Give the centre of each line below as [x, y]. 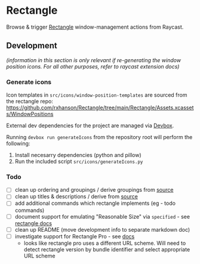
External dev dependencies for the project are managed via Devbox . [90, 125]
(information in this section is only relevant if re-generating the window [93, 60]
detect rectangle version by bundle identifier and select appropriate [107, 249]
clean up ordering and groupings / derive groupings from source [94, 190]
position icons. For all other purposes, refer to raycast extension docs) [93, 66]
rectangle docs [33, 223]
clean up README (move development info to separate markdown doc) [102, 229]
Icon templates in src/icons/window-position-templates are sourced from [97, 95]
